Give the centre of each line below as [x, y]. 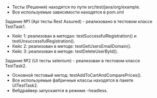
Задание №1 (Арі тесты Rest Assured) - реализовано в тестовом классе [79, 21]
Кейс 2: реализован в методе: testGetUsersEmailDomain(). [72, 46]
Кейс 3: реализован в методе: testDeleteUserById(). [65, 51]
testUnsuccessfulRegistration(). [43, 41]
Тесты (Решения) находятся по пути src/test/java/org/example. [76, 7]
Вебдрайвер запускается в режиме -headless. [60, 91]
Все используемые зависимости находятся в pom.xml [68, 12]
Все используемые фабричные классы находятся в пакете [73, 80]
